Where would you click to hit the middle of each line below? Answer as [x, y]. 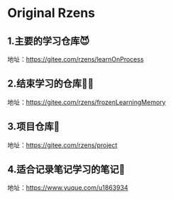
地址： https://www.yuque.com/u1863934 [68, 188]
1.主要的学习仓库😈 [49, 41]
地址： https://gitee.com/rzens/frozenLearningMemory [86, 102]
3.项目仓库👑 [34, 126]
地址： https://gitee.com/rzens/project [62, 145]
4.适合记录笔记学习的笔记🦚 [66, 170]
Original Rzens [51, 13]
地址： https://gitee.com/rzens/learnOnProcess [76, 59]
